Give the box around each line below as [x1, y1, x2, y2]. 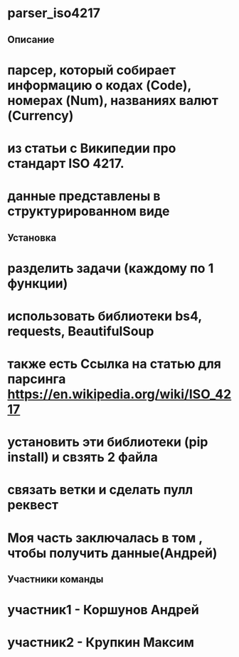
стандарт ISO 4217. [7, 155, 124, 171]
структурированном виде [7, 204, 170, 219]
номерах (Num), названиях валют [7, 92, 218, 109]
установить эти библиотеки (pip [7, 434, 208, 451]
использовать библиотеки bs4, [7, 308, 202, 324]
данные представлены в [7, 188, 161, 204]
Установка [7, 231, 57, 244]
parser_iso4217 [7, 5, 101, 21]
